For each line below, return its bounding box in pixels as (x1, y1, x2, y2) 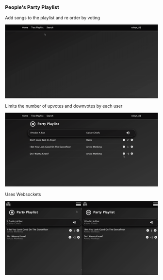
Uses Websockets (5, 191, 41, 198)
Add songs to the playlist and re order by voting (5, 15, 100, 21)
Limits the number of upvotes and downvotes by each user (5, 103, 123, 109)
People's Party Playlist (5, 4, 59, 11)
